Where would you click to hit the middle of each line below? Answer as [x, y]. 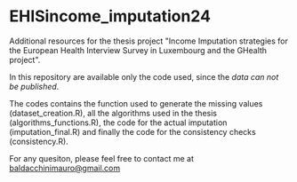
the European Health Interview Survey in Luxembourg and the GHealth [138, 50]
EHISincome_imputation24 [110, 16]
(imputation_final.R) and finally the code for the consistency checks [132, 131]
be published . [34, 86]
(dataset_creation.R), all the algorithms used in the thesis [113, 113]
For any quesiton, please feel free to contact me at [101, 158]
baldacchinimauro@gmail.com [65, 168]
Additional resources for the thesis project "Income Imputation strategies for [149, 41]
